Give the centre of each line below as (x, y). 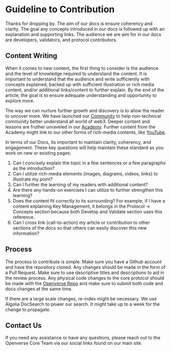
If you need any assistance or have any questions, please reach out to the (83, 338)
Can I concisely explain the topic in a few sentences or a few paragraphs (89, 163)
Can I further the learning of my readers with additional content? (80, 184)
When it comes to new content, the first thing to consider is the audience (82, 68)
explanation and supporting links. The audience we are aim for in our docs (83, 34)
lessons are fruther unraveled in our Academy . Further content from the (80, 127)
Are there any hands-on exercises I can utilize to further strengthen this (88, 190)
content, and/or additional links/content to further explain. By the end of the (85, 90)
